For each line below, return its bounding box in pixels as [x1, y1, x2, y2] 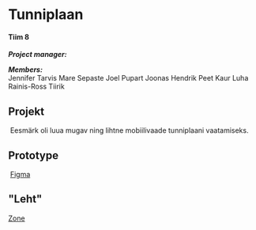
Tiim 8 [8, 32, 30, 41]
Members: [8, 65, 43, 74]
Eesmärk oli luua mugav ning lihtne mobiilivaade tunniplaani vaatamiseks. [9, 126, 249, 135]
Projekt [8, 104, 45, 118]
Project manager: [8, 50, 67, 59]
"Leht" [8, 192, 43, 206]
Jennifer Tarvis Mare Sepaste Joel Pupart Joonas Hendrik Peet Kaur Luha [8, 74, 249, 83]
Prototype [8, 149, 59, 162]
